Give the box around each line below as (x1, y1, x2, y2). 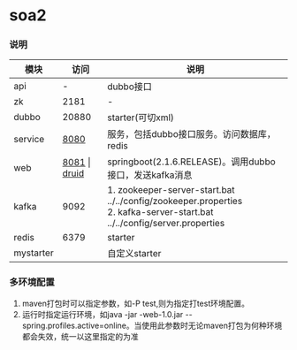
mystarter (13, 247, 55, 259)
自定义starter (107, 247, 162, 260)
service (13, 133, 45, 146)
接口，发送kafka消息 (107, 169, 193, 181)
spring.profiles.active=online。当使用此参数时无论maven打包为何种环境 (21, 320, 283, 331)
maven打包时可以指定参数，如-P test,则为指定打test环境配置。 (21, 298, 250, 308)
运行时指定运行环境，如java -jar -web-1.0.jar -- (21, 308, 193, 319)
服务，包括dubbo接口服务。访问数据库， (107, 128, 276, 141)
